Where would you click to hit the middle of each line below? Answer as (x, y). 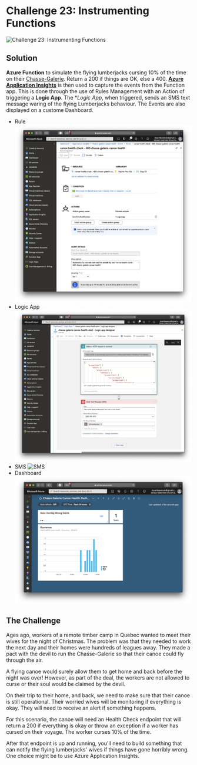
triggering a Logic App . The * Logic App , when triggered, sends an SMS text (98, 97)
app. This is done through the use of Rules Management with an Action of (95, 91)
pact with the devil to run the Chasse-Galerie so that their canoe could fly (95, 654)
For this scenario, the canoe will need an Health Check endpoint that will (94, 719)
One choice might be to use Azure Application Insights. (73, 756)
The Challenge (34, 621)
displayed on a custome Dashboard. (50, 110)
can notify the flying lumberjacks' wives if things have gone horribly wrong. (98, 749)
